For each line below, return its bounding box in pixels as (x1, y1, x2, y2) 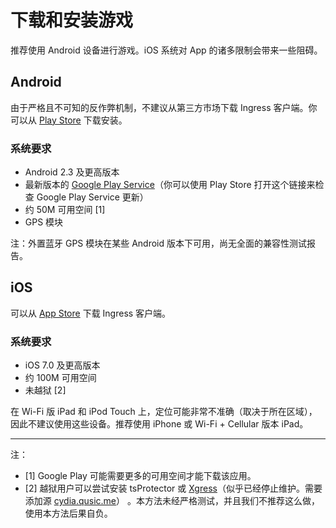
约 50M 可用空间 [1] (24, 204, 106, 216)
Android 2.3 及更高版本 (24, 166, 120, 178)
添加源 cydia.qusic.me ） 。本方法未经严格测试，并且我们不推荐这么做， (24, 495, 320, 507)
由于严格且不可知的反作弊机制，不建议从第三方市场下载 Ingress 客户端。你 (10, 101, 318, 113)
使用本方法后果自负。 (24, 507, 113, 520)
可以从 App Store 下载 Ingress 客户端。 (10, 307, 172, 319)
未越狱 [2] (24, 384, 67, 396)
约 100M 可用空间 (24, 372, 97, 384)
